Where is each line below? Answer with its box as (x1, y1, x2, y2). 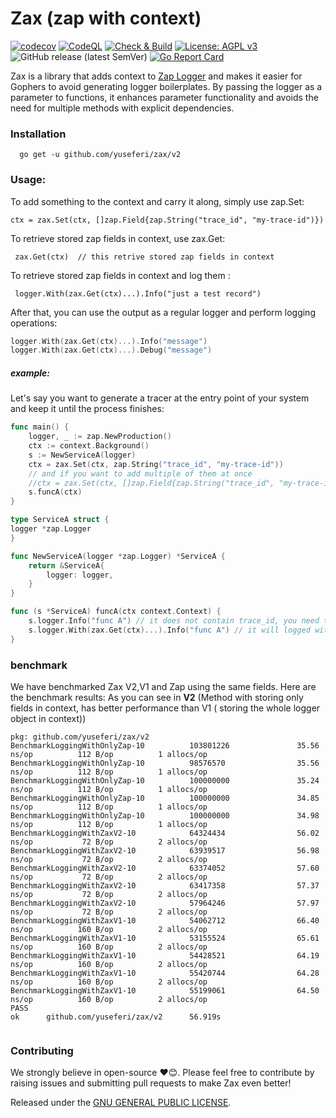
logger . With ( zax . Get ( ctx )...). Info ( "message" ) (10, 336, 208, 346)
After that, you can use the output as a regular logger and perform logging (10, 306, 316, 318)
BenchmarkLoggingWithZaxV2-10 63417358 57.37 (10, 880, 320, 891)
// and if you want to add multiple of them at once (28, 468, 253, 479)
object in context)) (10, 712, 87, 724)
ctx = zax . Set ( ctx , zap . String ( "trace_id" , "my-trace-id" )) (28, 459, 284, 469)
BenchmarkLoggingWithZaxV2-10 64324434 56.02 (10, 828, 320, 838)
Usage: (10, 173, 47, 187)
